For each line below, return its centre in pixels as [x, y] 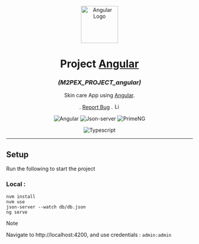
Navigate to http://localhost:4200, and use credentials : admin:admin [89, 235]
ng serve [17, 212]
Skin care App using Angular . [99, 96]
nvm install [21, 197]
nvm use [16, 202]
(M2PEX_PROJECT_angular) [99, 83]
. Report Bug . [96, 107]
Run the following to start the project [51, 169]
